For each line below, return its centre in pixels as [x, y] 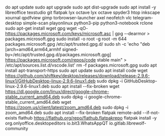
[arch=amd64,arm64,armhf [33, 49]
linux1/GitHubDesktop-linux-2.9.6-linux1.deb [50, 81]
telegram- [143, 18]
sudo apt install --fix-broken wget [85, 86]
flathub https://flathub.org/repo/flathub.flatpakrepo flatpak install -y [87, 118]
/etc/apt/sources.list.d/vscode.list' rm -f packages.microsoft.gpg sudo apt [81, 65]
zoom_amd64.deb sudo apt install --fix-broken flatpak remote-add [73, 113]
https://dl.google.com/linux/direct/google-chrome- [57, 92]
